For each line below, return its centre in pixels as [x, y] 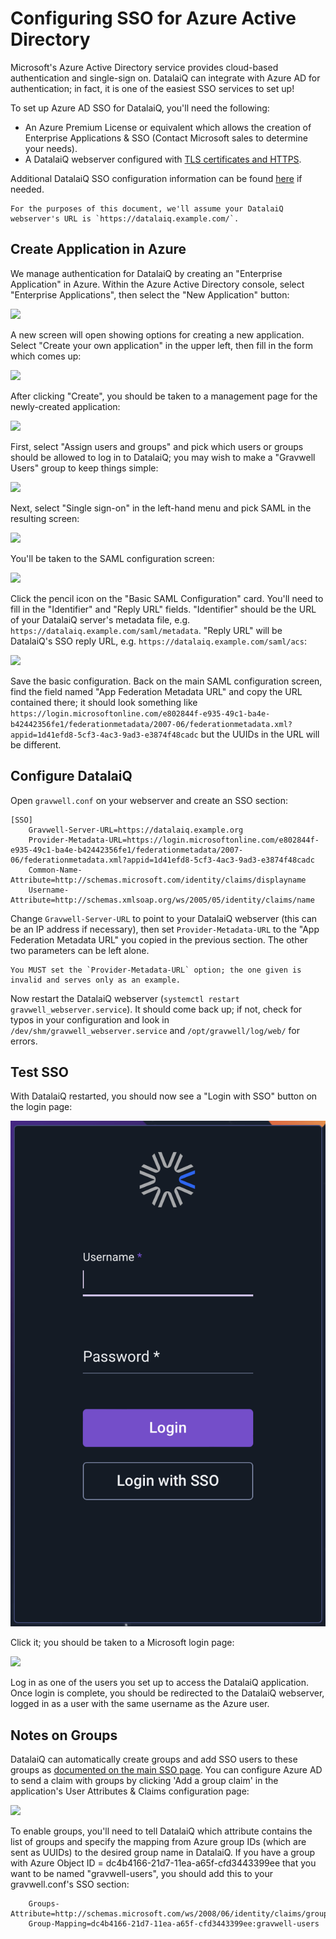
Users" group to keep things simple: [84, 468]
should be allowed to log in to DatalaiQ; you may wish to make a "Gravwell [163, 457]
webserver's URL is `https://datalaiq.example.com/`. [125, 218]
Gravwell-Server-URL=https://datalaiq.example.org [136, 830]
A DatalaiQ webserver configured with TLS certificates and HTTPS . [163, 159]
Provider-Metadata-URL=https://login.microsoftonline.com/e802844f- [174, 840]
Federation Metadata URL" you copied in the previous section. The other [159, 939]
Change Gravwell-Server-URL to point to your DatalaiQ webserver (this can [164, 918]
